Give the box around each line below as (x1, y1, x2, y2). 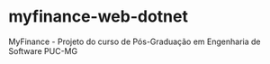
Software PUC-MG (8, 45, 78, 56)
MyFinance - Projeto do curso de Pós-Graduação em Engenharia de (8, 36, 261, 47)
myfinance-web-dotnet (8, 6, 188, 27)
